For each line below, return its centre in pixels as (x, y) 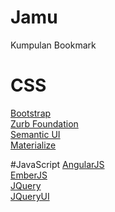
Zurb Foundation (44, 123)
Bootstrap (31, 113)
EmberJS (29, 175)
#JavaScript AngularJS (57, 164)
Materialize (33, 145)
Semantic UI (35, 134)
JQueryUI (30, 196)
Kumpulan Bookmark (53, 45)
